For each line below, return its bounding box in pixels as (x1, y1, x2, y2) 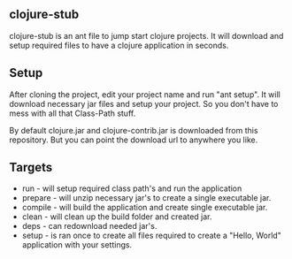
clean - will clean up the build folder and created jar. (21, 211, 212, 222)
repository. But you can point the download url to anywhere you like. (9, 134, 258, 145)
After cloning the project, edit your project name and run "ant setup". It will (9, 88, 280, 100)
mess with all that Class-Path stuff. (9, 108, 136, 118)
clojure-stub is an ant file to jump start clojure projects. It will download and (9, 30, 284, 41)
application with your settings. (21, 240, 133, 250)
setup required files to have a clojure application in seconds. (9, 40, 229, 50)
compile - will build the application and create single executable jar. (21, 202, 268, 213)
